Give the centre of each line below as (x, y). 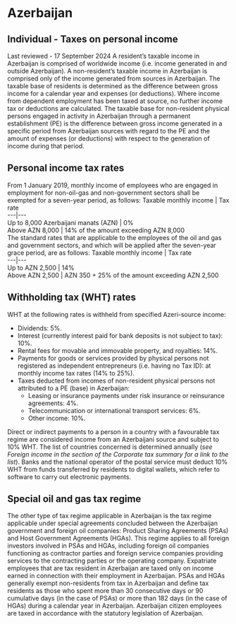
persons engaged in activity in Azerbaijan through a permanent (99, 116)
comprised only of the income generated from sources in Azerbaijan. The (114, 78)
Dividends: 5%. (39, 328)
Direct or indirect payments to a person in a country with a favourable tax (113, 431)
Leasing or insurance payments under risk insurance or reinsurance (126, 395)
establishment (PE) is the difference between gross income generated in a (115, 124)
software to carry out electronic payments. (69, 476)
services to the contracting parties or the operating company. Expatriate (112, 561)
